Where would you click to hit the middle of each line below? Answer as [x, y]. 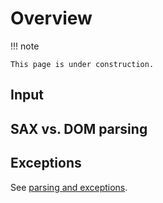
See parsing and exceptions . [69, 187]
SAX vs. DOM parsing [79, 128]
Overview [51, 18]
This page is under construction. [82, 64]
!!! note [25, 46]
